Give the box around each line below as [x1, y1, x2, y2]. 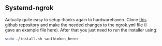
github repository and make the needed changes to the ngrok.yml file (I [5, 22, 147, 28]
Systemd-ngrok [5, 4, 54, 12]
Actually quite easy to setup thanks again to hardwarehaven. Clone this [5, 16, 147, 22]
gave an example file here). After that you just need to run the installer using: [5, 27, 158, 33]
